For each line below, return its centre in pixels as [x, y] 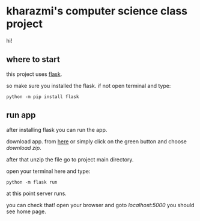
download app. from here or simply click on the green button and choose [97, 141]
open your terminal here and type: [48, 171]
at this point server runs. [37, 193]
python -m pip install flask [43, 97]
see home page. [26, 211]
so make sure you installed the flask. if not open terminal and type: [89, 86]
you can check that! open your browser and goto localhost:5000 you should [100, 205]
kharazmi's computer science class [97, 11]
